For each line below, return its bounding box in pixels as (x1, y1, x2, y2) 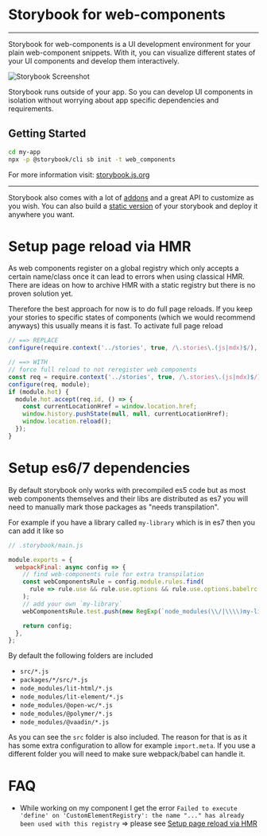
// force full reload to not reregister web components (8, 366, 197, 374)
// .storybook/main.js (8, 541, 83, 549)
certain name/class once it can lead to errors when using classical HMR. (8, 272, 245, 281)
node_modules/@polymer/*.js (19, 710, 113, 718)
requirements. (8, 103, 54, 113)
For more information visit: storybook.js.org (8, 169, 150, 180)
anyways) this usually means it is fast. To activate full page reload (8, 321, 223, 331)
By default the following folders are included (8, 651, 153, 660)
